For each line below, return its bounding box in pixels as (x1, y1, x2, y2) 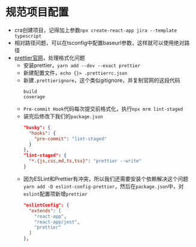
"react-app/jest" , (34, 219, 80, 225)
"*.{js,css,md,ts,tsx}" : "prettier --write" (28, 158, 142, 164)
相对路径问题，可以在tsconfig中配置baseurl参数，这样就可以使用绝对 (14, 39, 185, 46)
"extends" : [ (28, 207, 61, 213)
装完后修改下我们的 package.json (23, 112, 103, 120)
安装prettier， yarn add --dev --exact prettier (23, 61, 141, 69)
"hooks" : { (28, 130, 56, 136)
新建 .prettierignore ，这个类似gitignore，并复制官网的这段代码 (23, 76, 180, 84)
